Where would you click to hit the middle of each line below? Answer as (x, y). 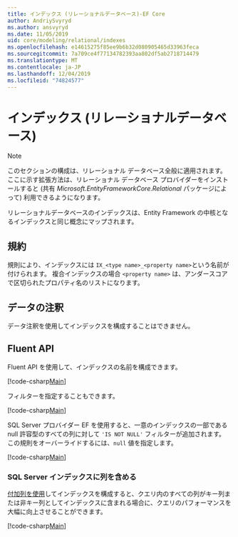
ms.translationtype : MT (43, 61)
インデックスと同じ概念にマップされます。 (76, 221)
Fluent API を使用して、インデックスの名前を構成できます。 (94, 367)
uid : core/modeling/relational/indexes (67, 41)
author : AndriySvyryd (40, 21)
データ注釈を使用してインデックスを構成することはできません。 (101, 326)
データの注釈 (36, 307)
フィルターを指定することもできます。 (63, 396)
